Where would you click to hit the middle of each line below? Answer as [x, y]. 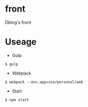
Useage [21, 42]
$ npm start [17, 100]
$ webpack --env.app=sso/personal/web [44, 82]
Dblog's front [18, 22]
